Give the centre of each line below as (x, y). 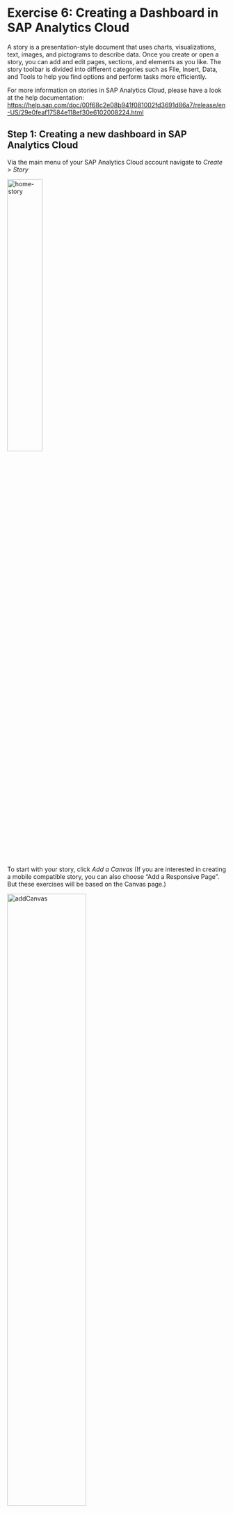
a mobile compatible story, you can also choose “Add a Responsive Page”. (113, 876)
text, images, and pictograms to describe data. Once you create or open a (113, 54)
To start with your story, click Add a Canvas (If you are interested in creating (117, 869)
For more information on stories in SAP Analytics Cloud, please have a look (114, 90)
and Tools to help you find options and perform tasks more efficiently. (107, 76)
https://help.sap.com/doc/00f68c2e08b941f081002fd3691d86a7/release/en (116, 105)
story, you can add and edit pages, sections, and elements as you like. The (114, 61)
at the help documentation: (46, 97)
